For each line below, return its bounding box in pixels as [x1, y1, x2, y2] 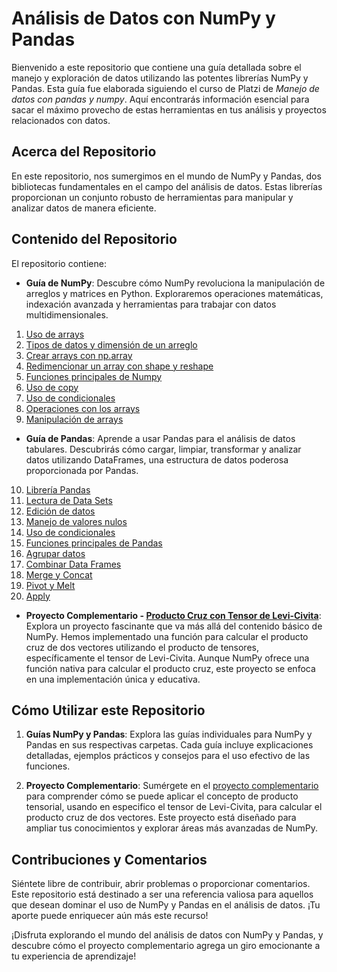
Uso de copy [25, 381, 79, 393]
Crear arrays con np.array [25, 349, 133, 361]
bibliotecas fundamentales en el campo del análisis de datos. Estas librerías [11, 180, 323, 192]
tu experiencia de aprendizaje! [11, 950, 137, 962]
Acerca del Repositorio [11, 143, 157, 161]
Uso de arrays [25, 328, 85, 340]
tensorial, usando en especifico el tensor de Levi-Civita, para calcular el [25, 801, 323, 813]
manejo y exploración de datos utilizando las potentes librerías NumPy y [11, 72, 309, 84]
